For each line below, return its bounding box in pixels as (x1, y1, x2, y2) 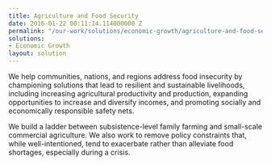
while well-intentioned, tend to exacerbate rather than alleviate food (8, 139, 234, 148)
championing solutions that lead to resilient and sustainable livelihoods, (8, 80, 245, 90)
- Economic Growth (8, 42, 70, 50)
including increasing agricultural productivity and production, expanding (8, 89, 248, 98)
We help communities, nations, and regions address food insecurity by (8, 72, 243, 81)
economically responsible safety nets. (8, 106, 135, 116)
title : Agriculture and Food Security (8, 11, 139, 20)
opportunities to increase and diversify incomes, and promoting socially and (8, 98, 261, 107)
